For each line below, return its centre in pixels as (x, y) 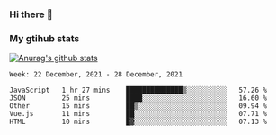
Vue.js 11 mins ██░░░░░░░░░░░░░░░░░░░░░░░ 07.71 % (138, 114)
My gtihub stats (45, 38)
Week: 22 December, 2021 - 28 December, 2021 (96, 75)
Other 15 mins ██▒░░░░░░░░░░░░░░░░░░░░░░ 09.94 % (138, 106)
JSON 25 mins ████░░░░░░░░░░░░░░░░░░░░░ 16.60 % (138, 98)
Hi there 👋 (31, 14)
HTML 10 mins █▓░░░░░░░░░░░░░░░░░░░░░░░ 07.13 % (138, 122)
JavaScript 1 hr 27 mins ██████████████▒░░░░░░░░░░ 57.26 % (138, 90)
